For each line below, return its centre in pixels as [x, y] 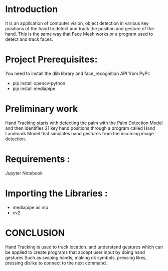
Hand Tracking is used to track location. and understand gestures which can [84, 247]
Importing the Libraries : [56, 193]
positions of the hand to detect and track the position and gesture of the [80, 28]
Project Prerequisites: [51, 60]
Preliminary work [42, 109]
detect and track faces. [29, 39]
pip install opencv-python [39, 83]
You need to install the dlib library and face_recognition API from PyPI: [78, 73]
